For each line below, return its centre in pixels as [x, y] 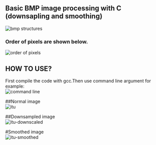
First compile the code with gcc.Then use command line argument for [78, 81]
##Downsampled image [30, 117]
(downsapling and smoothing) [54, 16]
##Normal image [23, 101]
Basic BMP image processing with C [64, 8]
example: [15, 86]
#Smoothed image [25, 132]
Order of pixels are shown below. [46, 42]
